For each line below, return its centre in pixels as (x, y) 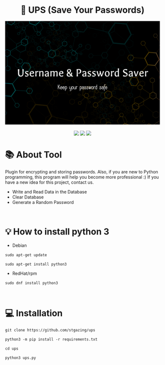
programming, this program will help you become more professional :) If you (82, 177)
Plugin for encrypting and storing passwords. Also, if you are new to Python (82, 171)
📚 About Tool (34, 154)
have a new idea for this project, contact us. (50, 182)
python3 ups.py (21, 358)
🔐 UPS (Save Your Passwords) (82, 10)
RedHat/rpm (25, 273)
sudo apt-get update (26, 255)
